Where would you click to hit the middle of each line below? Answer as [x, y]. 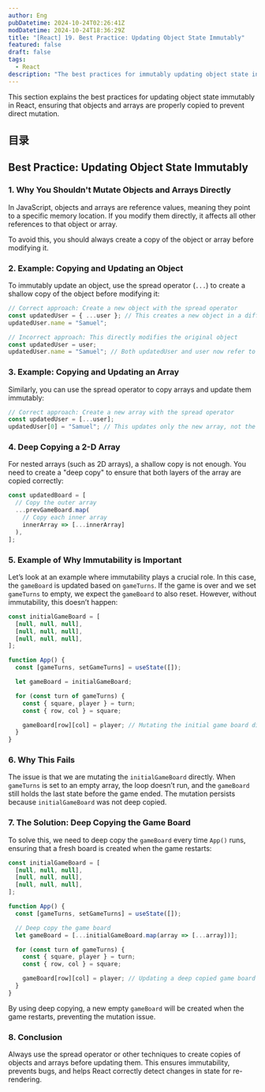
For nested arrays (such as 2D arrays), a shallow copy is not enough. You [127, 464]
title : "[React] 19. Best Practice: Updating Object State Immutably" [127, 38]
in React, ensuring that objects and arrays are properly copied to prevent [126, 105]
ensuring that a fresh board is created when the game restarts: [110, 848]
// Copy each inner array [65, 518]
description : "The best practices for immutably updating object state [128, 74]
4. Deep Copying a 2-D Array [64, 447]
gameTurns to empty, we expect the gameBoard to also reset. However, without [132, 594]
